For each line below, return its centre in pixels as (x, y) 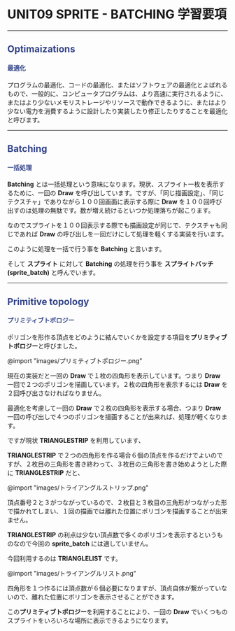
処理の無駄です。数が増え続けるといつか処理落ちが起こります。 (123, 211)
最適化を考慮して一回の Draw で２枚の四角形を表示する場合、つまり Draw (114, 408)
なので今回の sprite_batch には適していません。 (83, 544)
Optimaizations (41, 49)
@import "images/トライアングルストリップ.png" (78, 488)
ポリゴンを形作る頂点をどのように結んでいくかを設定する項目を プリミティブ (117, 337)
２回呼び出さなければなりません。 (56, 393)
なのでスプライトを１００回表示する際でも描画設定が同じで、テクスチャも (114, 225)
